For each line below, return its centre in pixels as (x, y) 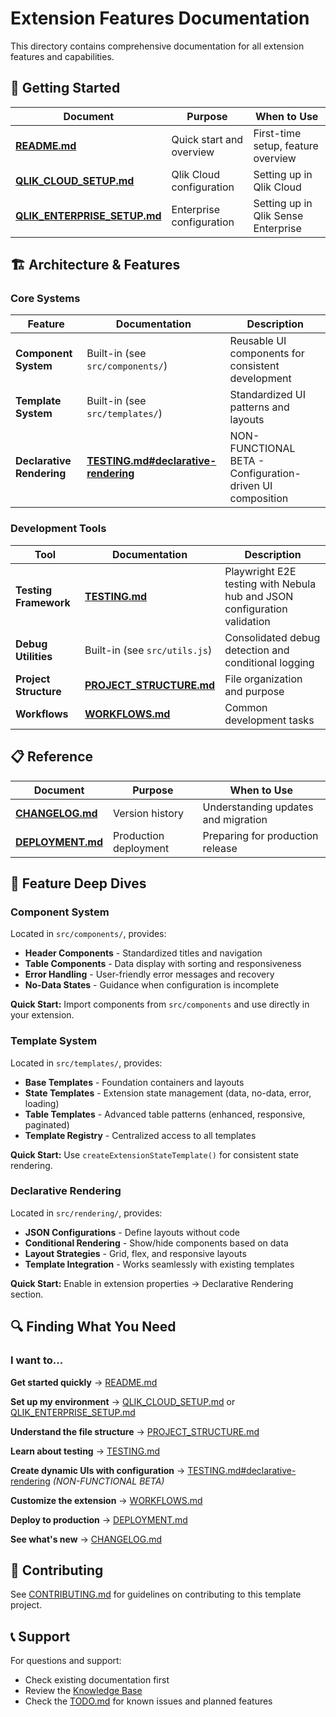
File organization (263, 679)
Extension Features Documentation (160, 18)
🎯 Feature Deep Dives (78, 883)
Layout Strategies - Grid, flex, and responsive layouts (135, 1253)
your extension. (42, 1015)
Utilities (34, 656)
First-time (277, 133)
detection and (257, 650)
